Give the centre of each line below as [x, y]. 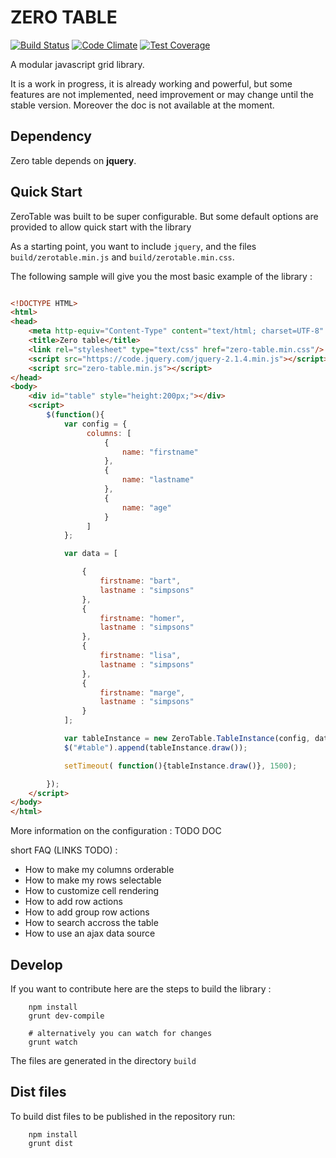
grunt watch [53, 1042]
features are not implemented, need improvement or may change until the [162, 94]
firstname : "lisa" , [140, 656]
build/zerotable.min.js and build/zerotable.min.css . [122, 257]
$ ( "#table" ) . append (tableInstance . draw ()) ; [155, 747]
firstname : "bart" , [140, 581]
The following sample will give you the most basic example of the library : [161, 276]
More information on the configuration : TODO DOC [116, 831]
